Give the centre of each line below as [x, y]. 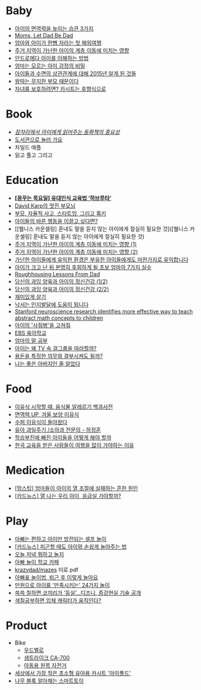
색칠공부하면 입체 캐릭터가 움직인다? [58, 600]
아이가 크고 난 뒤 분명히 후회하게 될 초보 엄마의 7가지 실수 [83, 267]
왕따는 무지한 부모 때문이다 [47, 81]
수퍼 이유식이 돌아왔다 [41, 422]
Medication [35, 470]
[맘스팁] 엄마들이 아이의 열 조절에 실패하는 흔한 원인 [76, 488]
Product [26, 625]
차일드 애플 [28, 147]
